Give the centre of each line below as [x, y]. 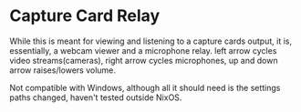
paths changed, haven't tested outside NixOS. [96, 97]
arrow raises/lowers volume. [63, 70]
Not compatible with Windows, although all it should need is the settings [145, 87]
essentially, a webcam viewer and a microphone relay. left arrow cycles [143, 50]
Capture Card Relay [85, 16]
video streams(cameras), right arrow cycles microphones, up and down [144, 60]
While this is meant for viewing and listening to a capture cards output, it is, [150, 41]
